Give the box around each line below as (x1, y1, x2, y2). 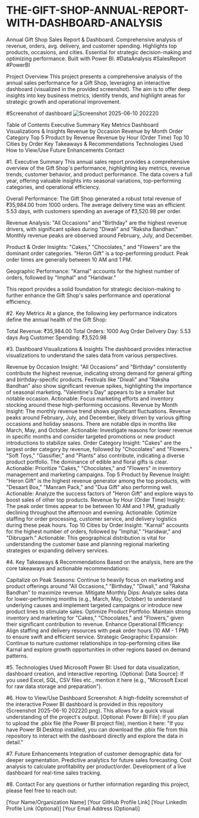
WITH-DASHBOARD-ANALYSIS (6, 16, 163, 30)
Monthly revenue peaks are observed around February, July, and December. (6, 232, 193, 239)
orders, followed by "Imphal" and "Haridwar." (6, 273, 116, 281)
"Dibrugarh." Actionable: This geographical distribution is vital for (6, 534, 166, 541)
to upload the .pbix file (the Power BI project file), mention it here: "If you (6, 719, 184, 727)
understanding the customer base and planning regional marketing (6, 540, 169, 548)
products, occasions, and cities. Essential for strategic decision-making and (6, 48, 192, 55)
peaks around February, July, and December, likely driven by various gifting (6, 413, 191, 421)
